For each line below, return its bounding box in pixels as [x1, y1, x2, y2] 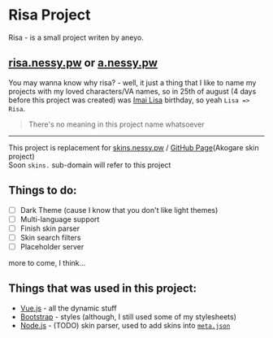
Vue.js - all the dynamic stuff [19, 303, 117, 313]
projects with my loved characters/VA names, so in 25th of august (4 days [8, 86, 257, 96]
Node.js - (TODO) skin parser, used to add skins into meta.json [19, 320, 231, 330]
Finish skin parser [19, 223, 80, 233]
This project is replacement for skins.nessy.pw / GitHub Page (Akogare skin [8, 142, 259, 152]
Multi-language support [19, 214, 100, 224]
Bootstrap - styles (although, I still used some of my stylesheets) [19, 311, 237, 322]
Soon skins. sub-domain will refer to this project [8, 160, 171, 170]
